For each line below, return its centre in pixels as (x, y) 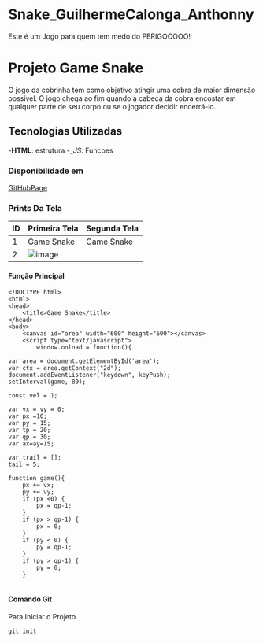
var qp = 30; (30, 437)
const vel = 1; (33, 396)
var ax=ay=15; (31, 444)
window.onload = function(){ (84, 348)
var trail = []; (35, 458)
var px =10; (28, 416)
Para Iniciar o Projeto (42, 616)
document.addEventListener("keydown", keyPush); (89, 375)
